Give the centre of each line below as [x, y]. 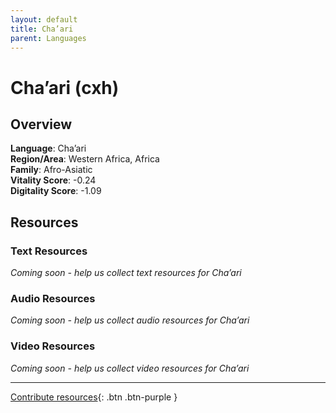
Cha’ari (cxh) [65, 87]
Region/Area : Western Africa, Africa [85, 159]
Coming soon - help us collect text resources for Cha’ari [126, 273]
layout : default [44, 19]
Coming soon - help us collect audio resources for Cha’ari [130, 320]
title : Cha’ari [42, 29]
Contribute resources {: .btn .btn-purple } [94, 397]
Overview [41, 124]
